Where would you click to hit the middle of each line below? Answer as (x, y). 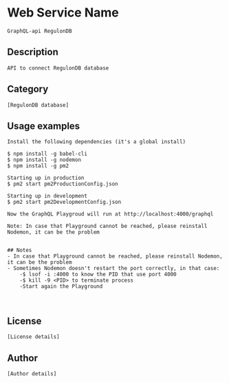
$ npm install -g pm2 (38, 166)
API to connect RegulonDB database (58, 68)
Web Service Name (63, 13)
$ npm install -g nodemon (44, 160)
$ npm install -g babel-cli (47, 154)
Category (28, 89)
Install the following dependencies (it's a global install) (97, 142)
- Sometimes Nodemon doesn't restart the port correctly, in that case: (113, 269)
